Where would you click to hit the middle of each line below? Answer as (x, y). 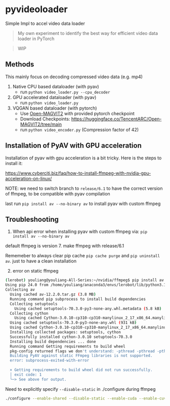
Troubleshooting (32, 219)
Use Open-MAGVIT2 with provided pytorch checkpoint (77, 113)
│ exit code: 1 (26, 375)
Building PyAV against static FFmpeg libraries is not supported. (81, 356)
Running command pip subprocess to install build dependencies (78, 299)
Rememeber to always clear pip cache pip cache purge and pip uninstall (83, 256)
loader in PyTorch (36, 39)
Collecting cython (29, 313)
